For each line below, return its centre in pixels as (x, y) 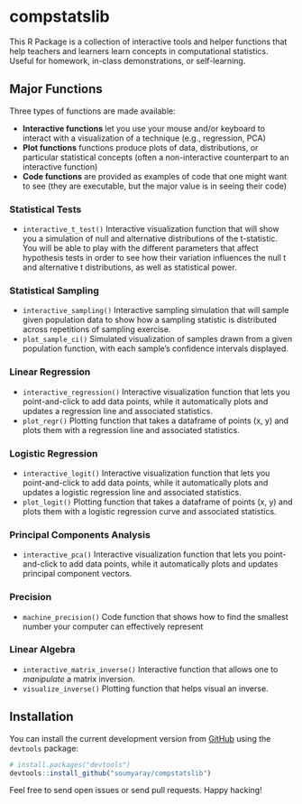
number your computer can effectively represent (113, 626)
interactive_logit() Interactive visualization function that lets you (146, 473)
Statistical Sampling (54, 291)
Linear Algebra (42, 650)
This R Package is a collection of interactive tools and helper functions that (148, 42)
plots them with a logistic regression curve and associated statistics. (149, 511)
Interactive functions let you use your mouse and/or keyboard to (144, 128)
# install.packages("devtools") (70, 764)
